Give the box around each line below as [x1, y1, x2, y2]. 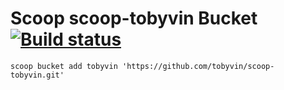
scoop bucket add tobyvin [10, 61, 118, 71]
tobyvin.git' [10, 70, 65, 80]
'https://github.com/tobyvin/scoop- [121, 61, 275, 71]
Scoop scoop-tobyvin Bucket [10, 7, 258, 30]
